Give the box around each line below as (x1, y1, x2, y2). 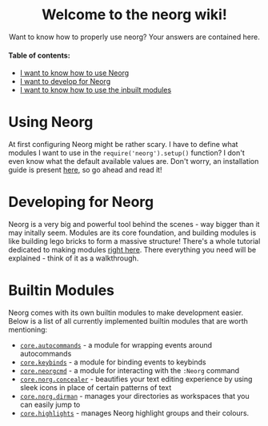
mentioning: (8, 324, 48, 334)
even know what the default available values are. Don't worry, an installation (8, 157, 259, 166)
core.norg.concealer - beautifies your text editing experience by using (19, 374, 253, 384)
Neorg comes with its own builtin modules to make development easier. (8, 308, 244, 317)
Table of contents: (8, 50, 70, 60)
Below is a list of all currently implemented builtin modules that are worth (8, 316, 248, 325)
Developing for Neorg (8, 193, 154, 211)
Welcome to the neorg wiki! (41, 6, 228, 24)
